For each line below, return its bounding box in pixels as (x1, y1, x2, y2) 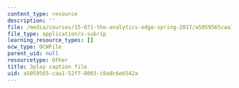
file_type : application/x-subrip (7, 30, 107, 38)
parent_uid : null (7, 50, 59, 57)
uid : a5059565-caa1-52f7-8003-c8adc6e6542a (7, 70, 139, 77)
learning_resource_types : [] (7, 37, 94, 44)
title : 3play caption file (7, 63, 87, 70)
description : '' (7, 17, 55, 24)
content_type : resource (7, 10, 78, 18)
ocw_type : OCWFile (7, 43, 62, 50)
